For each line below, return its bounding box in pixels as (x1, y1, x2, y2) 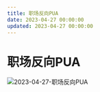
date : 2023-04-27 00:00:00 (7, 16, 84, 23)
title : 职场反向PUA (7, 10, 59, 17)
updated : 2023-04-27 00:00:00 (7, 22, 94, 29)
